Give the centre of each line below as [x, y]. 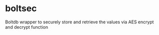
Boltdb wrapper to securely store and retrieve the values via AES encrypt [79, 22]
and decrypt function [27, 27]
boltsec [21, 9]
